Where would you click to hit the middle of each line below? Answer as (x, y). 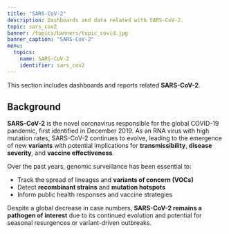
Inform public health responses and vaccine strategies (95, 194)
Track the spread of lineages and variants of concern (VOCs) (105, 180)
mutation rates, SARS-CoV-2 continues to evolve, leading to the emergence (115, 138)
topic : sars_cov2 (32, 26)
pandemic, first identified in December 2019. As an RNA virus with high (108, 131)
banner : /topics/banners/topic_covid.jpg (68, 33)
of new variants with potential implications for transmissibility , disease (110, 146)
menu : (15, 46)
